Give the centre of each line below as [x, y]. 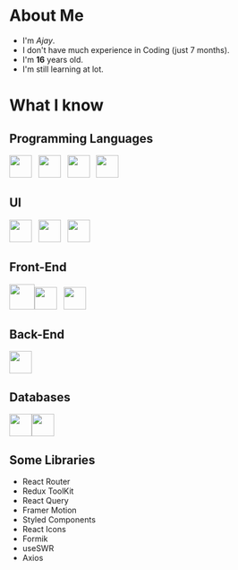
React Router [46, 482]
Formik [35, 539]
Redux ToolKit [48, 491]
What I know [57, 105]
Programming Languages [81, 139]
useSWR [38, 548]
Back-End [37, 334]
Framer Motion [50, 510]
